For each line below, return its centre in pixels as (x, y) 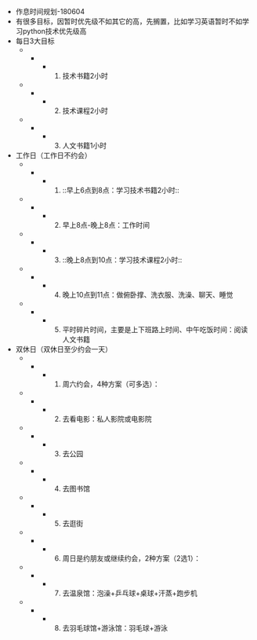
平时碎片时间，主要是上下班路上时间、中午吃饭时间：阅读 (155, 329)
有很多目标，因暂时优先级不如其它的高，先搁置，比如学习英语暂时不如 (129, 21)
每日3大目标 (35, 41)
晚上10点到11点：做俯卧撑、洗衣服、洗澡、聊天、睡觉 (148, 294)
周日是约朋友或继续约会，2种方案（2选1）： (132, 558)
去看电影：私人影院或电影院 (107, 419)
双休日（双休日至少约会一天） (63, 349)
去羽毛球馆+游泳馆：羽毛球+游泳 (115, 628)
